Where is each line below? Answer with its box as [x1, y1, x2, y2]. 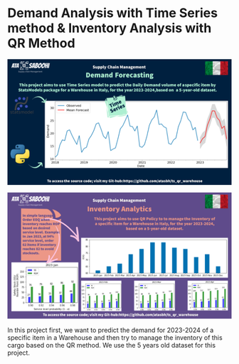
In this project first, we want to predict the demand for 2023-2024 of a [7, 326, 214, 334]
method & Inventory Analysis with [7, 20, 212, 36]
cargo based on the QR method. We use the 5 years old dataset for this [7, 341, 216, 349]
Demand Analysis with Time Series [7, 5, 218, 21]
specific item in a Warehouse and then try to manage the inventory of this [7, 333, 223, 342]
